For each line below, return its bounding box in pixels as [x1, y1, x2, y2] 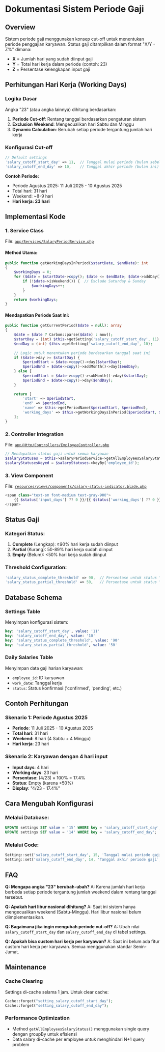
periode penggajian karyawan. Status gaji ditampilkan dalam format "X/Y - [5, 41, 156, 47]
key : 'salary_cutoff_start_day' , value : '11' [5, 629, 100, 634]
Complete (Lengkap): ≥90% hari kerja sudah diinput [12, 541, 118, 547]
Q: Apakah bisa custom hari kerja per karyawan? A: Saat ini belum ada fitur [5, 939, 160, 944]
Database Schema [5, 593, 62, 602]
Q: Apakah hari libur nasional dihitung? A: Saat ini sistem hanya [5, 904, 136, 910]
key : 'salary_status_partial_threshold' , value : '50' [5, 642, 118, 647]
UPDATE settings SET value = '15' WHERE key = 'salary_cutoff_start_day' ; [5, 825, 162, 831]
